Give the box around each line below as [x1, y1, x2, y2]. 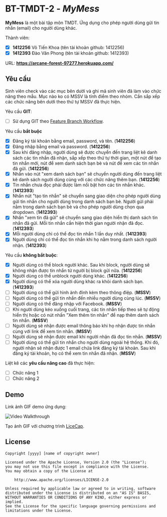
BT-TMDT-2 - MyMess [5, 3, 100, 15]
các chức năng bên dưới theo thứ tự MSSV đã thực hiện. [5, 98, 121, 104]
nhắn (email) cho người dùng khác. [5, 25, 77, 31]
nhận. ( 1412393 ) [12, 242, 47, 248]
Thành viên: [5, 35, 30, 41]
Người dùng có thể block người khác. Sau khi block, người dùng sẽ [12, 262, 150, 268]
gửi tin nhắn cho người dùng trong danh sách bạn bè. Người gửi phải [12, 199, 154, 205]
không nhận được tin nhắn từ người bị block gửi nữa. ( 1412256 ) [12, 267, 143, 274]
